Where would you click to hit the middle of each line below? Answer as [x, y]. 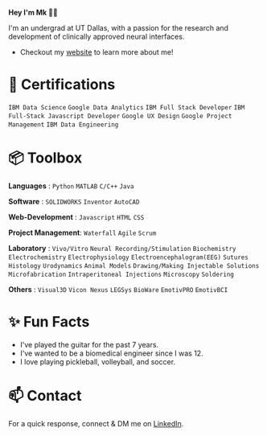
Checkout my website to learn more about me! [97, 52]
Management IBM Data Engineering [64, 125]
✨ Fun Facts [49, 322]
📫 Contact [45, 396]
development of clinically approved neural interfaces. [97, 37]
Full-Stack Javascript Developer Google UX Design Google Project [120, 116]
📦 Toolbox [45, 158]
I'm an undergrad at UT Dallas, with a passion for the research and [119, 28]
